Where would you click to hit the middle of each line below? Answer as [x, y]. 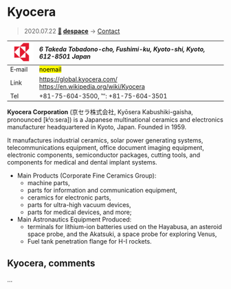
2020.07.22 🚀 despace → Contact [72, 31]
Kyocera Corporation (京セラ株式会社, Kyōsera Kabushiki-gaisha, [100, 112]
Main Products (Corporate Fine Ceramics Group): [87, 175]
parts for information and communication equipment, [102, 191]
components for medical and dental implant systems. [82, 162]
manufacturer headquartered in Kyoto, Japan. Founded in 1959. [97, 127]
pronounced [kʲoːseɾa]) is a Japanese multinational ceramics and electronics [115, 120]
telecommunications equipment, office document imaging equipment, [106, 148]
